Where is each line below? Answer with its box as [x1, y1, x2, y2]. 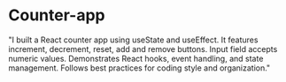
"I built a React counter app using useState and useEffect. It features [8, 34, 259, 45]
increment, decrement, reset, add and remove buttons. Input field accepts [8, 43, 278, 54]
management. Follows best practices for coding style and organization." [8, 63, 271, 73]
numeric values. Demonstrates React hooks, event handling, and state [8, 53, 264, 63]
